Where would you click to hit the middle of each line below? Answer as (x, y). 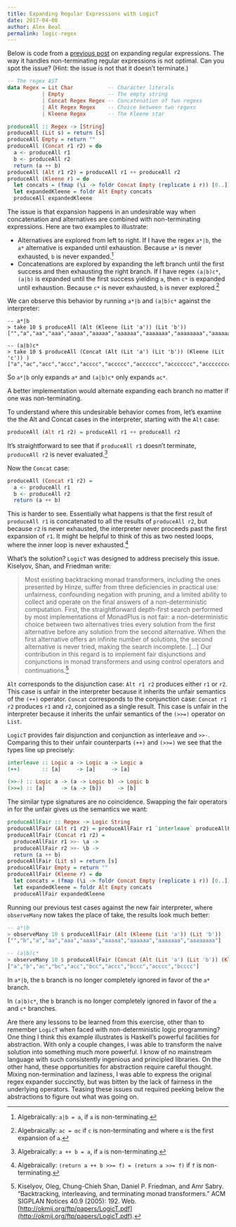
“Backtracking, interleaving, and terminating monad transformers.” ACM (122, 1193)
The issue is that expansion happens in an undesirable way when (101, 212)
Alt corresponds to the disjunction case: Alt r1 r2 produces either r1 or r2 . (117, 684)
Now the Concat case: (39, 468)
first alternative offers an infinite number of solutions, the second (118, 639)
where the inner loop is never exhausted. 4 (68, 544)
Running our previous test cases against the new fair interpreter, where (110, 907)
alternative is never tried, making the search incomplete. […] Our (118, 647)
